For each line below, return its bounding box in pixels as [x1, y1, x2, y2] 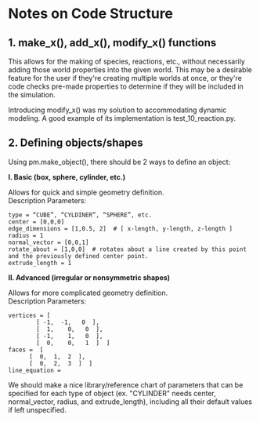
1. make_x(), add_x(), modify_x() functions [8, 36, 217, 49]
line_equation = [8, 366, 61, 374]
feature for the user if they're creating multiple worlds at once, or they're [8, 74, 243, 82]
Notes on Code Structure [8, 5, 174, 23]
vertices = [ [8, 311, 51, 319]
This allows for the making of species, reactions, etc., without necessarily [8, 56, 245, 66]
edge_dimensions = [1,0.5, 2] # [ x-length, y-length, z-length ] [8, 224, 233, 232]
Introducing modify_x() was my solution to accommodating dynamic [8, 105, 227, 115]
